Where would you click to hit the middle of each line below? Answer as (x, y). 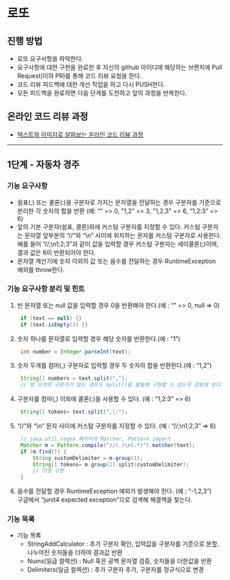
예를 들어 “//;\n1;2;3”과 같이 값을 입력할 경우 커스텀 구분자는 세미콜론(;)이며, (118, 244)
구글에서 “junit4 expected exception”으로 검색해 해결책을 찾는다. (105, 500)
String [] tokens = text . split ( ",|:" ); (74, 412)
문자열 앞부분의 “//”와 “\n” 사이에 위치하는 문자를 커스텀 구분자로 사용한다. (123, 235)
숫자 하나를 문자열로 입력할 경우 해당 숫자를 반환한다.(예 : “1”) (99, 338)
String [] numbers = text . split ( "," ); (74, 379)
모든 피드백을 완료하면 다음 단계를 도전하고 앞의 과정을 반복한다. (102, 93)
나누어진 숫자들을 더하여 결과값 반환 (75, 553)
